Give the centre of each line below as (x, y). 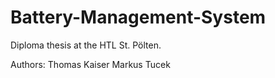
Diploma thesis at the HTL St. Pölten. (86, 45)
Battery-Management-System (138, 17)
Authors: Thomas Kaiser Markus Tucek (90, 64)
